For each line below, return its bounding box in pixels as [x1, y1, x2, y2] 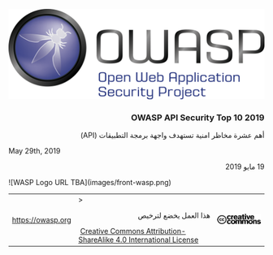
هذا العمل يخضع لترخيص [137, 210, 211, 220]
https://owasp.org [11, 214, 71, 224]
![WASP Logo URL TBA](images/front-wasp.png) [8, 178, 172, 188]
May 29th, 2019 [8, 146, 61, 156]
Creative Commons [80, 227, 145, 236]
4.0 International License [115, 235, 199, 244]
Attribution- [145, 227, 187, 236]
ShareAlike [78, 235, 115, 244]
